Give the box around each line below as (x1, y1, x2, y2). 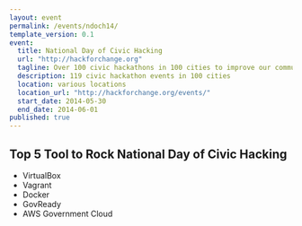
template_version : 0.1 (9, 30, 94, 39)
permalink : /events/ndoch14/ (9, 22, 119, 30)
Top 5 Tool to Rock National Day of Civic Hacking (9, 146, 288, 161)
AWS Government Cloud (22, 208, 113, 219)
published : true (9, 113, 70, 122)
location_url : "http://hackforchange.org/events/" (17, 88, 211, 97)
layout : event (9, 13, 63, 22)
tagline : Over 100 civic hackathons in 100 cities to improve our (17, 64, 271, 73)
